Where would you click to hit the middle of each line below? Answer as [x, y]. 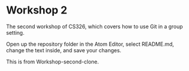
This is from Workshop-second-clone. [53, 62]
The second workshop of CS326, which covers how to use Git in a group [94, 26]
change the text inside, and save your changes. [64, 50]
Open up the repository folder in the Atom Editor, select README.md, [90, 44]
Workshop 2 [37, 10]
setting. [15, 32]
